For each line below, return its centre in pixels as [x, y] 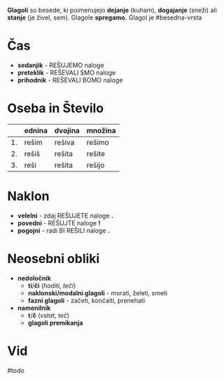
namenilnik [34, 308]
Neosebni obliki [54, 259]
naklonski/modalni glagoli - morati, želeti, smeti [98, 293]
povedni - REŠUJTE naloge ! [59, 223]
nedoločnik [34, 278]
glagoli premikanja [55, 323]
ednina [36, 130]
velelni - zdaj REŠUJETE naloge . [65, 216]
